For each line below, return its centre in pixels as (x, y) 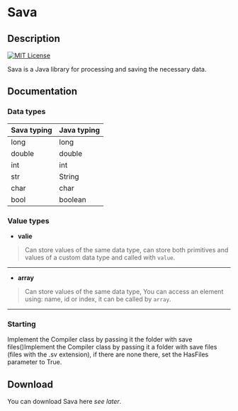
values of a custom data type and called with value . (100, 257)
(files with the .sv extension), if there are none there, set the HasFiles (108, 354)
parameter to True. (35, 362)
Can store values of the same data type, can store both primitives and (126, 249)
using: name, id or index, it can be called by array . (98, 299)
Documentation (42, 92)
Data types (27, 112)
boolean (73, 199)
